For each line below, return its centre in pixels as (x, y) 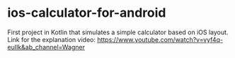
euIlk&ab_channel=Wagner (46, 47)
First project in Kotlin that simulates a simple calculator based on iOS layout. (118, 32)
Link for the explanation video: (51, 39)
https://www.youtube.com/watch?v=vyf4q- (160, 39)
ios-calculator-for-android (87, 13)
